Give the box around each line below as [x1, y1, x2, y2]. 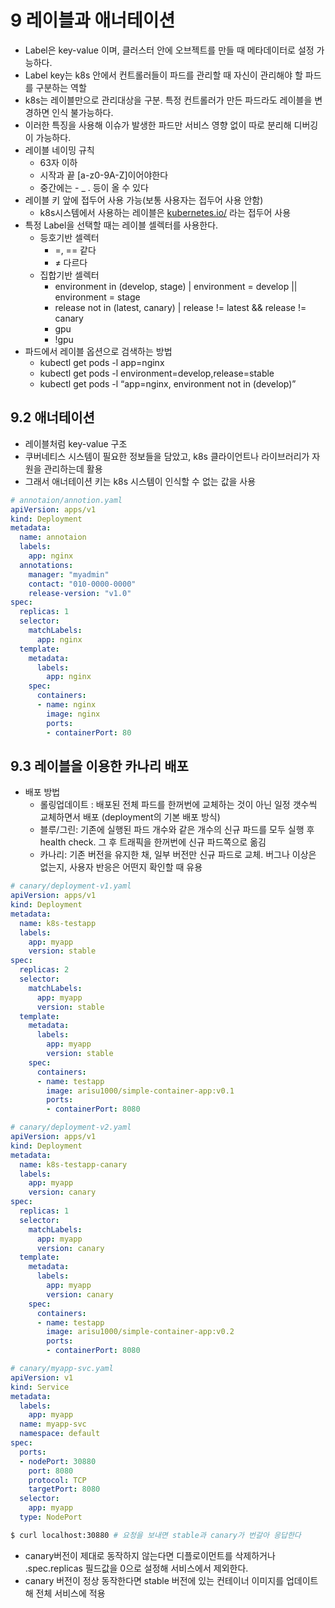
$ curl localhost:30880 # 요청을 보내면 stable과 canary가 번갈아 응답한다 [10, 1530, 302, 1540]
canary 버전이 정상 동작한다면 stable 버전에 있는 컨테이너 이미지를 [24, 1574, 285, 1586]
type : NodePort [19, 1512, 83, 1523]
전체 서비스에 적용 [35, 1587, 106, 1599]
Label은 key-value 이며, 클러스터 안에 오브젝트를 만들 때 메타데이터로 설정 [24, 44, 315, 56]
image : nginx [46, 709, 101, 719]
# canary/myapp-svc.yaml [10, 1364, 114, 1374]
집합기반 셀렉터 [39, 269, 100, 281]
